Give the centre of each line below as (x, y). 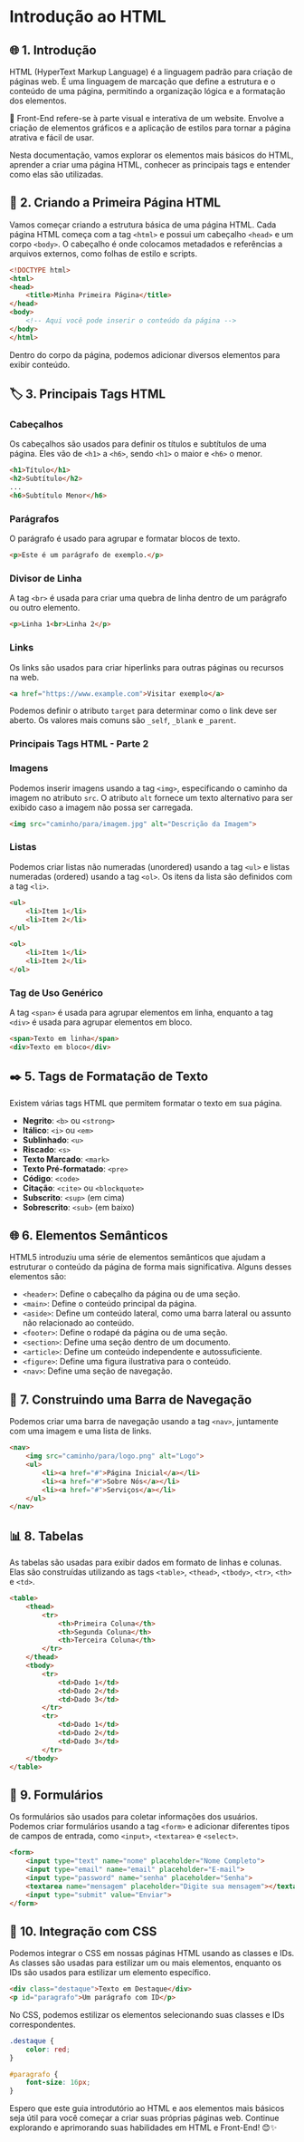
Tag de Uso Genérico (57, 992)
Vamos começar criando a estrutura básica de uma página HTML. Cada (143, 225)
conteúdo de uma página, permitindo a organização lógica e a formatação (147, 91)
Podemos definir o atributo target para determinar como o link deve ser (143, 711)
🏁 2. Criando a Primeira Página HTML (115, 203)
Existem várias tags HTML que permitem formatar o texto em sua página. (146, 1103)
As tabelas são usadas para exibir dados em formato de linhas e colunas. (146, 1563)
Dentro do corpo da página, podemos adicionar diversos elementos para (145, 354)
